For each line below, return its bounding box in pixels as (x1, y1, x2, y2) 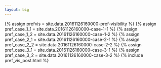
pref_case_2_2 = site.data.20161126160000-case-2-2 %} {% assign (4, 41, 142, 47)
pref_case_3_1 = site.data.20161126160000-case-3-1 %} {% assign (4, 47, 140, 53)
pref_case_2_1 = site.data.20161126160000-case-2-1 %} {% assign (4, 36, 140, 42)
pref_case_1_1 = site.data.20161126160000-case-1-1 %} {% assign (4, 26, 138, 32)
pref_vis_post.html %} (4, 57, 49, 63)
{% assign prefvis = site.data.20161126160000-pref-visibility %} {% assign (4, 21, 157, 27)
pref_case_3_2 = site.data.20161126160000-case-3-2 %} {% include (4, 52, 144, 58)
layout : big (4, 7, 29, 12)
